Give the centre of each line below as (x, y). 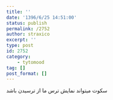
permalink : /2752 (28, 29)
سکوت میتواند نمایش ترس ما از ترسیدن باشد (57, 90)
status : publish (27, 23)
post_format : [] (27, 73)
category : (19, 57)
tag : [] (16, 68)
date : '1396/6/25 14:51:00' (42, 17)
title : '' (19, 12)
